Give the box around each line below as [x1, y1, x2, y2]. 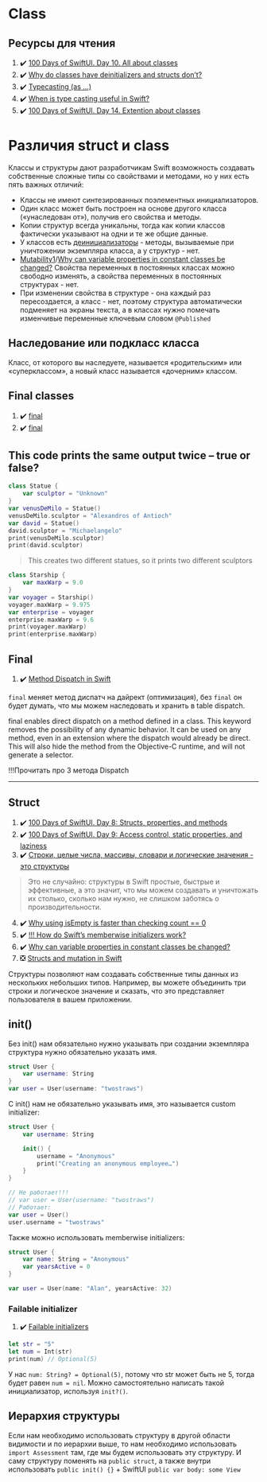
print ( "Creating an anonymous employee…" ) [37, 1159, 180, 1168]
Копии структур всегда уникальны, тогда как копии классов [19, 220, 226, 230]
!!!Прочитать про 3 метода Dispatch [8, 765, 130, 775]
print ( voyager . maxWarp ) [8, 623, 87, 631]
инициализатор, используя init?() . [8, 1386, 129, 1396]
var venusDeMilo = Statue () [8, 504, 102, 512]
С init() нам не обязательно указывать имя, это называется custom [8, 1099, 236, 1109]
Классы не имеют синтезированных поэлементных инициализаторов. [19, 195, 259, 204]
